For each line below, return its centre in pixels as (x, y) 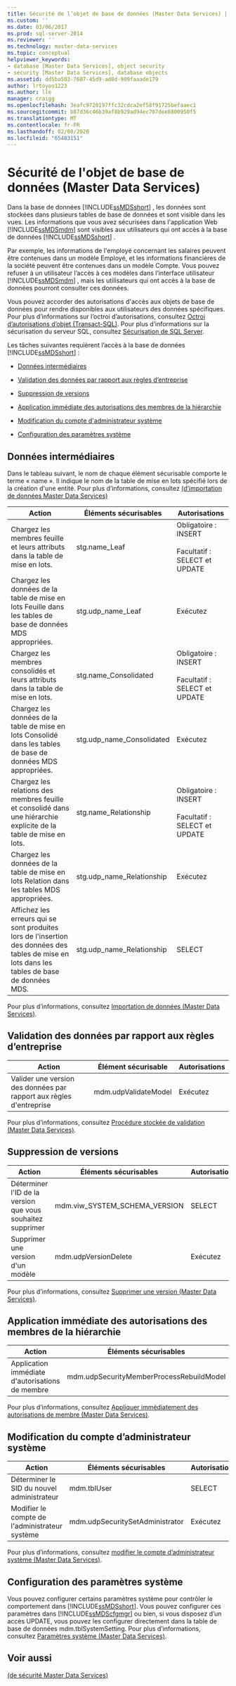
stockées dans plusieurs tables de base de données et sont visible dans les (117, 214)
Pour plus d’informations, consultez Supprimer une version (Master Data (112, 1292)
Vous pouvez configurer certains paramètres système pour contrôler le (110, 1599)
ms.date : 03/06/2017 (38, 27)
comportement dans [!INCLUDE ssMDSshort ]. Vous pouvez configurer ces (114, 1607)
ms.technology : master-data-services (63, 46)
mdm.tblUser (91, 1488)
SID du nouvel (34, 1488)
